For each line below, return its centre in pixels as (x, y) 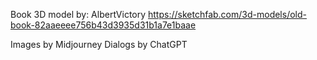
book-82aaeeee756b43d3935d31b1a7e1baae (103, 25)
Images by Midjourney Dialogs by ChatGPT (99, 44)
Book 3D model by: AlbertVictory (78, 14)
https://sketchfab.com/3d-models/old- (227, 14)
